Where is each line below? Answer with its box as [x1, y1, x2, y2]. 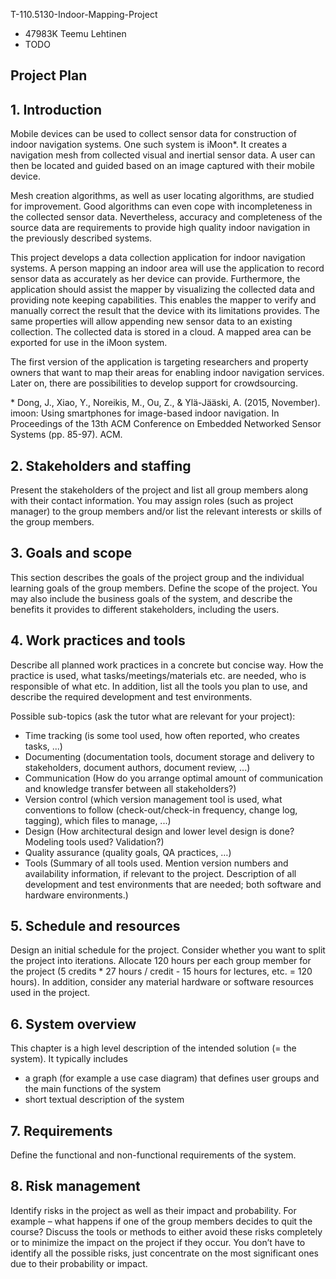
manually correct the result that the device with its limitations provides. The [10, 305, 321, 317]
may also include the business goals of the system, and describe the [10, 592, 293, 604]
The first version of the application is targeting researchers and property [10, 356, 309, 368]
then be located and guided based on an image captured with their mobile [10, 160, 316, 172]
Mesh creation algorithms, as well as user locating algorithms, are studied [10, 190, 315, 202]
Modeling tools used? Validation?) [24, 835, 165, 848]
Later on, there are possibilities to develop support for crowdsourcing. [10, 377, 298, 389]
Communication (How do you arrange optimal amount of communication [24, 772, 324, 784]
